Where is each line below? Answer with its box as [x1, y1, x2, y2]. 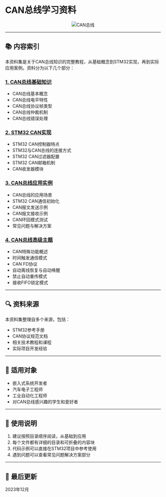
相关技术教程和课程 [12, 339, 52, 345]
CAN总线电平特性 [12, 97, 48, 103]
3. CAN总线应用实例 [5, 179, 53, 186]
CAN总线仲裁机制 [12, 110, 48, 115]
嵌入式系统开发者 [12, 380, 47, 386]
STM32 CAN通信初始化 [12, 198, 60, 204]
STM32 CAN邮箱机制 [12, 160, 55, 166]
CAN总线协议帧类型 [12, 103, 52, 109]
